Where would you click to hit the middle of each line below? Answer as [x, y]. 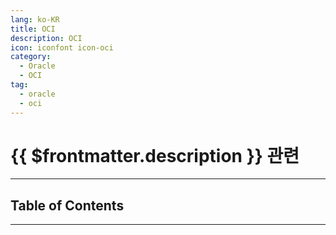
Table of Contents [67, 205]
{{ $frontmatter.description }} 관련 [155, 155]
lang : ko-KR [35, 19]
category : [31, 57]
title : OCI [33, 29]
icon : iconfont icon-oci [62, 47]
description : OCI [46, 38]
